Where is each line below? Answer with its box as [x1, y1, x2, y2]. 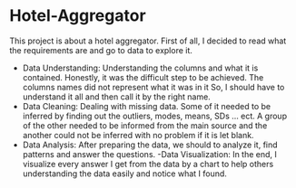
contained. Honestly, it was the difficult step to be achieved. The [22, 71, 264, 82]
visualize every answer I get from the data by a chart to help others [22, 158, 274, 169]
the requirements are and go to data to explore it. [9, 44, 193, 55]
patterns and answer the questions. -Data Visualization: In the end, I [22, 148, 277, 159]
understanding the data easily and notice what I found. [22, 168, 227, 179]
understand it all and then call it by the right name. [22, 91, 211, 102]
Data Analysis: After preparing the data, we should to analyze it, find [22, 139, 279, 150]
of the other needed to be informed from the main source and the [22, 119, 268, 131]
